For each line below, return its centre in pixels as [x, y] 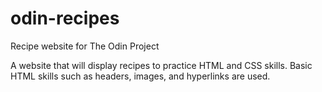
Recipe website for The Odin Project [85, 46]
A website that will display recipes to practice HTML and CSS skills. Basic [161, 65]
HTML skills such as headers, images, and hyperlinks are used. [140, 76]
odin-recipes [65, 18]
